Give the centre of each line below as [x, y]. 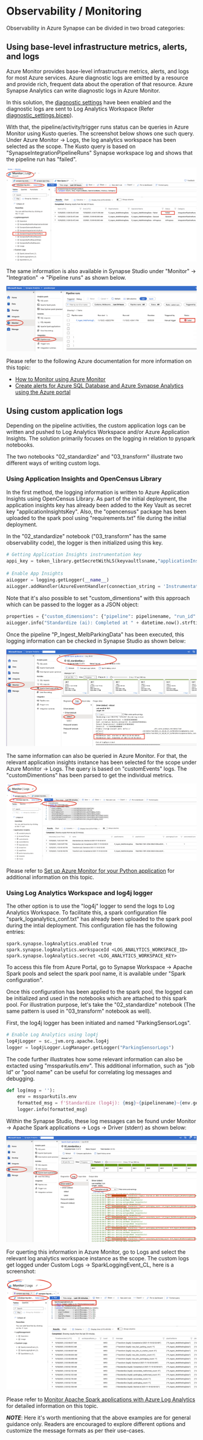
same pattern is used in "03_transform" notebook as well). [79, 1011]
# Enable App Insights [35, 574]
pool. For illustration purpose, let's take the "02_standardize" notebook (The [101, 1004]
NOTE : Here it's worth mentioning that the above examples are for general [99, 1418]
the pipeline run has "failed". [42, 159]
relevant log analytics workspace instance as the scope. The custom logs [98, 1258]
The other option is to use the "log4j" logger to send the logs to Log [91, 906]
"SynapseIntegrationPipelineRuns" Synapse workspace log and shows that [100, 152]
